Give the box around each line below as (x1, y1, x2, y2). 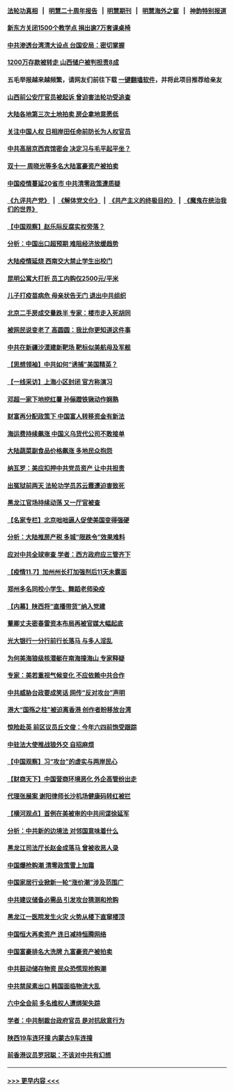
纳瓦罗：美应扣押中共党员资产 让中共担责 (7, 464, 125, 472)
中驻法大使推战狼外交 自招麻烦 (7, 740, 95, 748)
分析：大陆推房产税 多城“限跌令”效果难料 (7, 533, 125, 541)
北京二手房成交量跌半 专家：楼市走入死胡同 (7, 308, 131, 317)
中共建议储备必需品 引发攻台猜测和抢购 (7, 895, 119, 903)
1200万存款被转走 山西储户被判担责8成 (7, 58, 120, 66)
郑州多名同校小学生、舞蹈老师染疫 (7, 585, 105, 593)
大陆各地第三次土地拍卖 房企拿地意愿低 (7, 110, 119, 119)
